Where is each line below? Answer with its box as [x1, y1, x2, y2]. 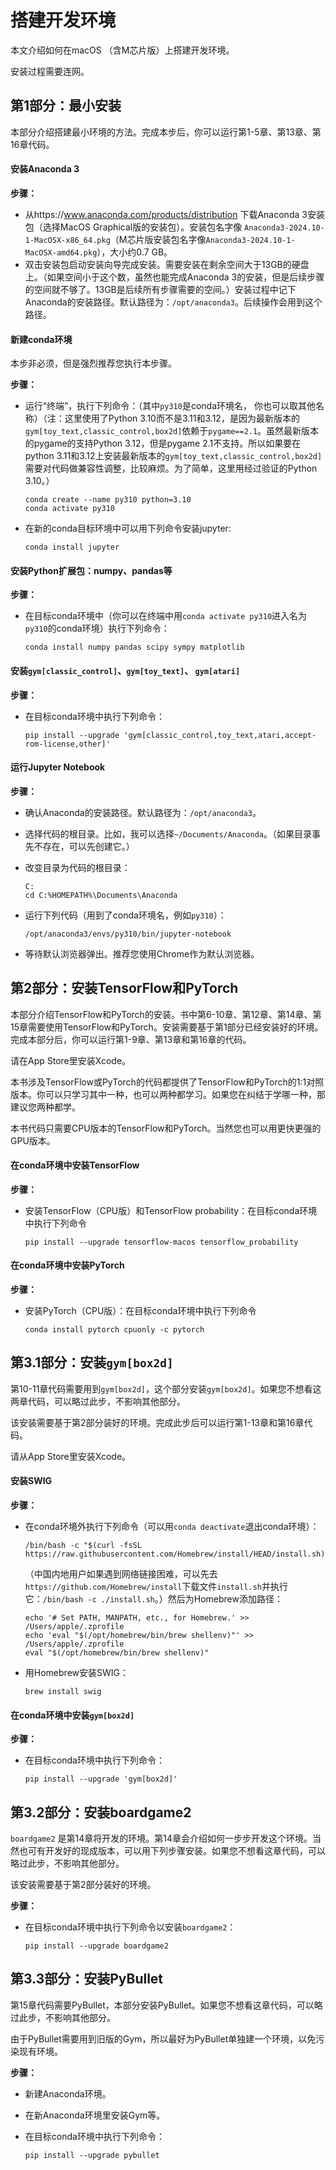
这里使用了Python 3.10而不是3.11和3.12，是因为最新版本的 [64, 412, 300, 425]
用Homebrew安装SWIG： [24, 1667, 129, 1678]
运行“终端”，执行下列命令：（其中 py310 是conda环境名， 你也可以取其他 [24, 400, 316, 412]
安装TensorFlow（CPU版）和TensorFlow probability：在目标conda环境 [24, 1204, 318, 1216]
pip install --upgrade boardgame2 [24, 1941, 169, 1951]
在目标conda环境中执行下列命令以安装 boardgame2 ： [24, 1921, 237, 1933]
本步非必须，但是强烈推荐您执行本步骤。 [10, 357, 177, 370]
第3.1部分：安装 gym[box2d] [10, 1354, 174, 1371]
